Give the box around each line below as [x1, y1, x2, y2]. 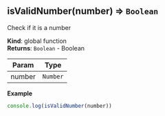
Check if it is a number [7, 23, 71, 31]
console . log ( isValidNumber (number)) [7, 102, 112, 109]
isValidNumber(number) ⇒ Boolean [7, 5, 159, 17]
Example [7, 89, 33, 98]
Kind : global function [7, 37, 67, 45]
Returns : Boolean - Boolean [7, 44, 85, 52]
